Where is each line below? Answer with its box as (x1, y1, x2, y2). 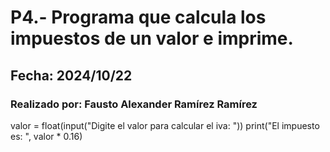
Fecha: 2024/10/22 (10, 67, 133, 84)
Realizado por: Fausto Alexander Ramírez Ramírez (10, 97, 258, 111)
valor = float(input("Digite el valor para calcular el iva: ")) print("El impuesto (10, 119, 320, 131)
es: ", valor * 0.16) (10, 130, 83, 142)
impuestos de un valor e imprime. (10, 27, 294, 50)
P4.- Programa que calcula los (10, 6, 267, 29)
